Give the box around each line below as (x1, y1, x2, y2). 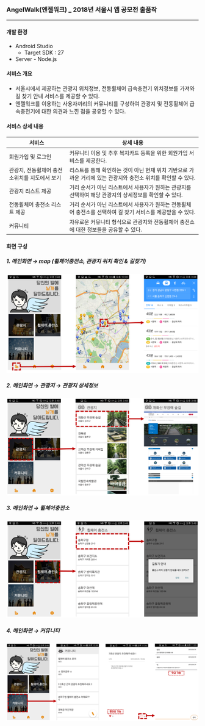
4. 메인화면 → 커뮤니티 (6, 627, 60, 634)
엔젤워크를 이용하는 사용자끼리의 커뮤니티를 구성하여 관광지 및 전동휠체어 (15, 99, 189, 107)
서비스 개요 (6, 70, 32, 77)
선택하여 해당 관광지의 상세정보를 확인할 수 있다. (69, 191, 183, 199)
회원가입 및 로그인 (9, 153, 52, 160)
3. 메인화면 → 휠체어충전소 (6, 505, 70, 512)
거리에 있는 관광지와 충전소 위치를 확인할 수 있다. (81, 174, 196, 181)
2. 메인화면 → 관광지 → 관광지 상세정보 (6, 381, 98, 389)
